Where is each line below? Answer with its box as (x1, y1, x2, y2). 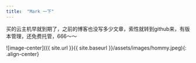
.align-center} (6, 50, 40, 57)
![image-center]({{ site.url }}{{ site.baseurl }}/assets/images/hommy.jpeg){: (6, 44, 187, 51)
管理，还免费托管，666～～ (10, 33, 78, 40)
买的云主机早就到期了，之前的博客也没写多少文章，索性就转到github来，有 (6, 25, 185, 32)
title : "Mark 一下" (6, 8, 54, 15)
